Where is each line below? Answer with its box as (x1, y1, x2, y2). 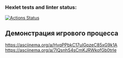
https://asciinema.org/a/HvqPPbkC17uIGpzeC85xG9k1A (5, 42, 118, 48)
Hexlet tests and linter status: (5, 4, 77, 11)
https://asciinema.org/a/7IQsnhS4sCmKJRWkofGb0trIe (5, 47, 117, 53)
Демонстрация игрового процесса (5, 29, 119, 38)
